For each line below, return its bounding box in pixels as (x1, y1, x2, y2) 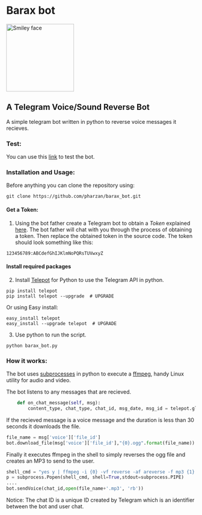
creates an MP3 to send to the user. (6, 457, 95, 465)
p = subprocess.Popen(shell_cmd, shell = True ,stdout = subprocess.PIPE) (6, 474, 185, 481)
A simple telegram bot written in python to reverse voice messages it (6, 118, 177, 125)
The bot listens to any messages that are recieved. (6, 388, 132, 395)
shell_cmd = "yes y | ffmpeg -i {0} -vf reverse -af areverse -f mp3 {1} (6, 469, 195, 475)
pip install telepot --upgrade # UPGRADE (6, 293, 114, 299)
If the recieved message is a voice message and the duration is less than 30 (6, 416, 194, 424)
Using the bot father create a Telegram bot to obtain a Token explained (14, 219, 191, 227)
